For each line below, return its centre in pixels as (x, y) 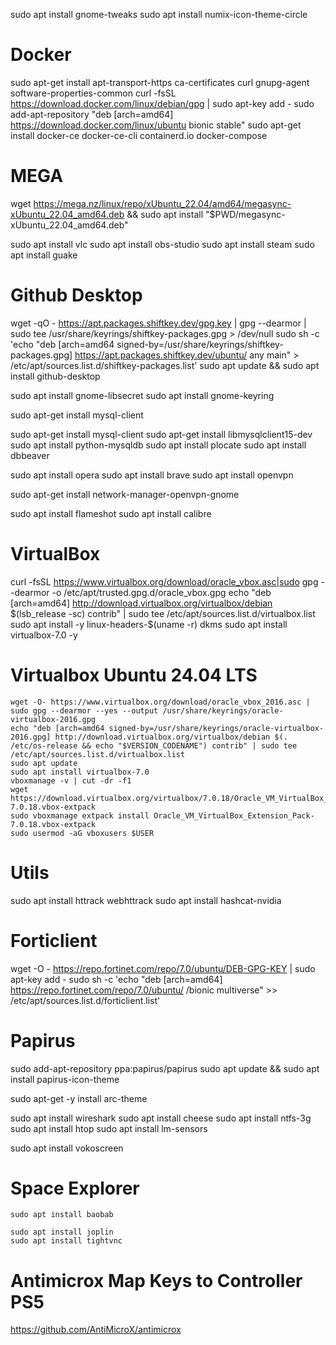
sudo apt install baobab (62, 1215)
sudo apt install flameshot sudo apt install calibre (111, 513)
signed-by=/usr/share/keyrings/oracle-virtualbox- (216, 728)
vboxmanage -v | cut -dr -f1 (71, 780)
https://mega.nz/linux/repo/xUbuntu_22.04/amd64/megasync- (162, 203)
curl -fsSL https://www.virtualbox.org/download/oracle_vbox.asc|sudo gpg (164, 581)
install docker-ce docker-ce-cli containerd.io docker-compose (139, 135)
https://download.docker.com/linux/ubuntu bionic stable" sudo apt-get (156, 125)
